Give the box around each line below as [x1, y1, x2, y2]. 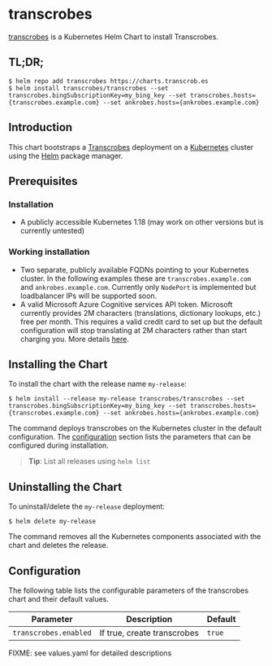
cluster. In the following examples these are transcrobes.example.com [19, 274, 252, 283]
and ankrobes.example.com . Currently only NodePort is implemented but [19, 282, 257, 291]
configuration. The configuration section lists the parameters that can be [8, 432, 252, 442]
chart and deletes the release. [8, 541, 109, 550]
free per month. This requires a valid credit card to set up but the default [19, 317, 262, 326]
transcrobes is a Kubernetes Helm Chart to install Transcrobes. [8, 32, 219, 42]
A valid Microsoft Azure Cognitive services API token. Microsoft [19, 299, 233, 309]
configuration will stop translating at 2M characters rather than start [19, 325, 248, 335]
